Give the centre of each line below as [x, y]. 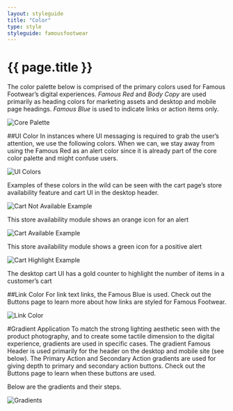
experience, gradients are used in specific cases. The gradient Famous [109, 344]
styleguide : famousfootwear [48, 33]
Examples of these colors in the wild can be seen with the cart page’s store [115, 185]
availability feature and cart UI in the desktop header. [83, 193]
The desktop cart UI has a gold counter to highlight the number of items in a [116, 274]
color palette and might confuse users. [63, 158]
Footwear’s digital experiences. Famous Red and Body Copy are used [107, 94]
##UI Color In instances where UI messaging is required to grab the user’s [113, 136]
